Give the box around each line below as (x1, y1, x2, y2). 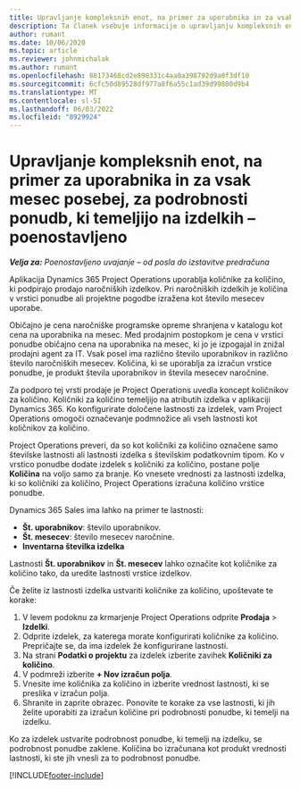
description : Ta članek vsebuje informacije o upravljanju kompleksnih (9, 21, 281, 30)
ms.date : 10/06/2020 (9, 38, 87, 47)
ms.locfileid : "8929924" (9, 113, 102, 122)
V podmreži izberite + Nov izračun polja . (21, 669, 172, 680)
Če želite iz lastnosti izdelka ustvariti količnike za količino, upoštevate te (9, 585, 274, 596)
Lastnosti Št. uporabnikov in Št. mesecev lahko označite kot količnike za (9, 558, 278, 569)
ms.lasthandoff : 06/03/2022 (9, 105, 114, 113)
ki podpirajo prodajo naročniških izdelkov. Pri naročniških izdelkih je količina (9, 283, 288, 295)
